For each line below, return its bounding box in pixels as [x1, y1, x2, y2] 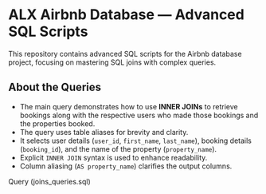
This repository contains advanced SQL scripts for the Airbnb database [8, 49, 242, 58]
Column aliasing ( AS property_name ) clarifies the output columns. [19, 161, 233, 171]
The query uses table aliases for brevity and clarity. [19, 127, 189, 137]
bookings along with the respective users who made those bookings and [19, 110, 259, 120]
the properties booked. [19, 118, 96, 129]
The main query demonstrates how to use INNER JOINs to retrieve [19, 101, 238, 111]
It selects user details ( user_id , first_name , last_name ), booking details [19, 136, 252, 145]
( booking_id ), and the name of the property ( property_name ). [19, 144, 217, 153]
